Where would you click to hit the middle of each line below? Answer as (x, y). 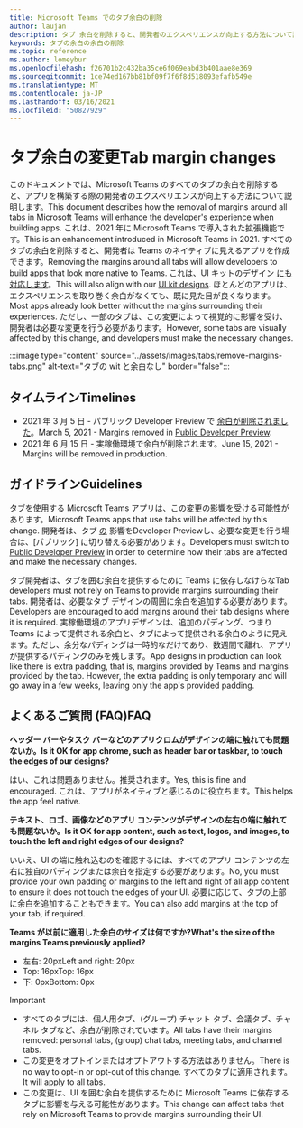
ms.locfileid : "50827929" (58, 110)
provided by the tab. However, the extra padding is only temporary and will (148, 675)
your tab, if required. (47, 913)
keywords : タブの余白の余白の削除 (67, 43)
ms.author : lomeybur (48, 60)
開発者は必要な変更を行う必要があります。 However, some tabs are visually (148, 328)
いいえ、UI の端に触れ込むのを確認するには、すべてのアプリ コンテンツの (146, 860)
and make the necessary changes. (73, 561)
